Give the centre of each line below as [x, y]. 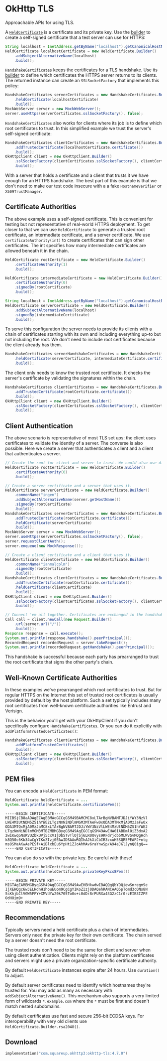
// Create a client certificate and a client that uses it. [69, 555]
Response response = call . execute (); [44, 633]
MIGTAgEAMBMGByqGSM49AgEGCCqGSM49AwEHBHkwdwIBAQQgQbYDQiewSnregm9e [77, 885]
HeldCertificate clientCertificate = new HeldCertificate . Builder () [78, 559]
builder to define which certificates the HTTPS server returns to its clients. [81, 75]
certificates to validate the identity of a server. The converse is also [74, 443]
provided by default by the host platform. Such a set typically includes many [83, 700]
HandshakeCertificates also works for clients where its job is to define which [83, 123]
